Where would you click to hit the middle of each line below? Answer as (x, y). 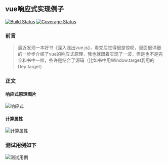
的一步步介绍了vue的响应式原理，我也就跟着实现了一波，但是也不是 (88, 54)
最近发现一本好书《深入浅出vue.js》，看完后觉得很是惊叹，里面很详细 (89, 48)
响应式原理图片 (21, 94)
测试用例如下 (21, 145)
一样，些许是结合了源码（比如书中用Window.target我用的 (95, 60)
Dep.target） (31, 67)
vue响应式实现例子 (35, 9)
